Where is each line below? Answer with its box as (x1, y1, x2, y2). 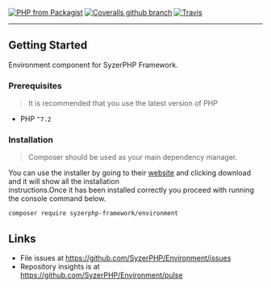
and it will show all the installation (8, 177, 119, 186)
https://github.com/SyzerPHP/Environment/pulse (19, 270, 183, 280)
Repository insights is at (19, 262, 100, 272)
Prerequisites (8, 80, 62, 91)
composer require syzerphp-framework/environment (8, 210, 179, 218)
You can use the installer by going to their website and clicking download (8, 168, 252, 177)
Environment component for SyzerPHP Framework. (8, 60, 179, 69)
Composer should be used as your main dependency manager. (27, 152, 238, 162)
